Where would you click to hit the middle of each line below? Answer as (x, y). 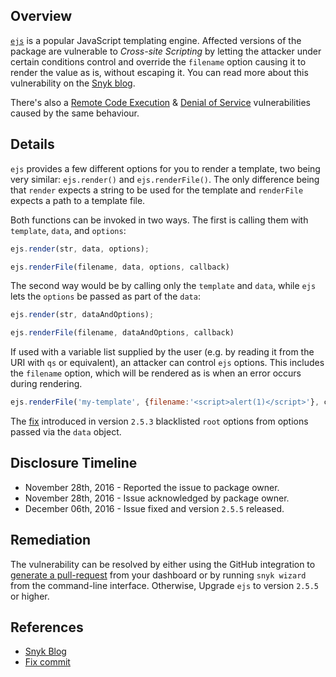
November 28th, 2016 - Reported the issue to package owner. (152, 487)
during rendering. (46, 384)
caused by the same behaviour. (75, 113)
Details (32, 144)
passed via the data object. (66, 432)
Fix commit (47, 662)
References (47, 627)
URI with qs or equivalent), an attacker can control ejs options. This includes (167, 363)
